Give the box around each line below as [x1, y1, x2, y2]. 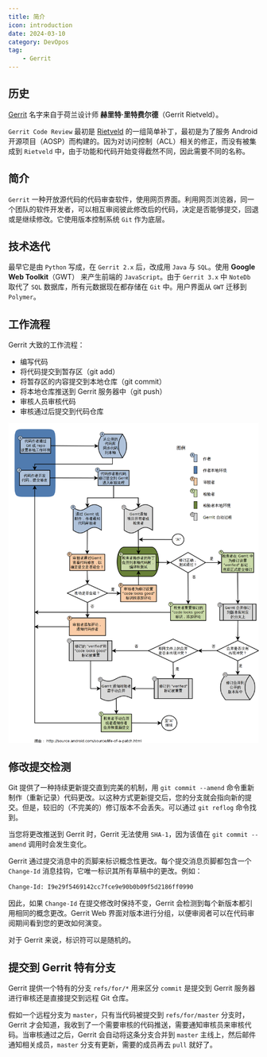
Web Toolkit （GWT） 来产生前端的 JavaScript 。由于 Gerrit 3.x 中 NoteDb [8, 272, 251, 282]
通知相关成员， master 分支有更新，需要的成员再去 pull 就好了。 [8, 1040, 217, 1050]
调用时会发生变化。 [27, 839, 91, 849]
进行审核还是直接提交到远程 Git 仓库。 [8, 993, 133, 1003]
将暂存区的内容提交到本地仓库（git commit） [19, 377, 167, 387]
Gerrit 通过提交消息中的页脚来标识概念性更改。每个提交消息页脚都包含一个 [8, 856, 252, 866]
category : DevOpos [8, 38, 69, 46]
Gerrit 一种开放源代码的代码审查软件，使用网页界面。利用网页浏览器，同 [8, 195, 248, 204]
